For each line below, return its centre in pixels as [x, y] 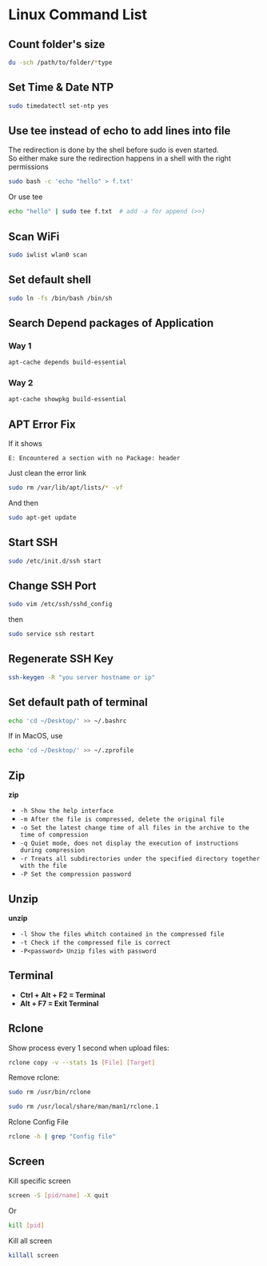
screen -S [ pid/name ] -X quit [59, 1195]
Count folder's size [57, 44]
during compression [52, 850]
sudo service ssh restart [51, 634]
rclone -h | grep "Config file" [62, 1137]
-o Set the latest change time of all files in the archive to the [134, 828]
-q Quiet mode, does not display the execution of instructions [129, 844]
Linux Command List [78, 15]
